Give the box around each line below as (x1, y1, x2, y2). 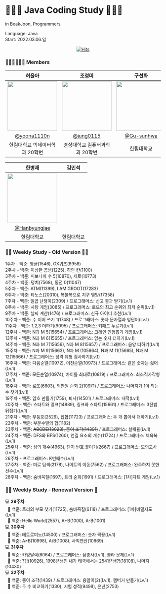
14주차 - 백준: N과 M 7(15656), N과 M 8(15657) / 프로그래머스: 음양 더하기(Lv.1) (5, 341, 160, 347)
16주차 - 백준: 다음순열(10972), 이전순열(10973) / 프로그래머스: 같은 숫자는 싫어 (5, 359, 158, 366)
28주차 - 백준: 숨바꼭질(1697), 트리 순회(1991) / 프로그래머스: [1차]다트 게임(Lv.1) (5, 474, 161, 480)
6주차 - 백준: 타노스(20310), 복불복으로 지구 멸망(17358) (5, 292, 115, 297)
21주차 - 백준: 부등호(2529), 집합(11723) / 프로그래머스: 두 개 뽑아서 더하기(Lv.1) (5, 414, 159, 419)
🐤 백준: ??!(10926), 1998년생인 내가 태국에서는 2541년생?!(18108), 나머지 (7, 558, 150, 564)
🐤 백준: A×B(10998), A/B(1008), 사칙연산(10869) (7, 537, 104, 543)
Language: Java (5, 30, 38, 36)
